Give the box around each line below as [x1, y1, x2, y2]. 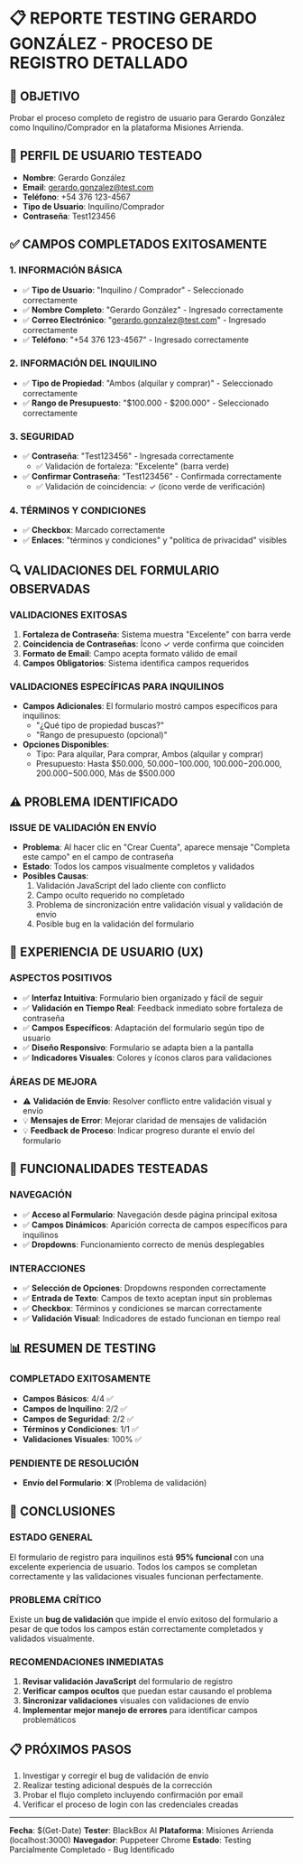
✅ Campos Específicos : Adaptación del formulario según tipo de [22, 1022, 265, 1033]
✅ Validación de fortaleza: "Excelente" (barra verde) [35, 461, 230, 471]
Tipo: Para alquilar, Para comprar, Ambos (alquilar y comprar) [35, 749, 264, 760]
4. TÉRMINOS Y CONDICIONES [9, 504, 147, 517]
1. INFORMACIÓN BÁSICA [9, 264, 124, 276]
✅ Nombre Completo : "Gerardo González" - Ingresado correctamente [22, 304, 284, 315]
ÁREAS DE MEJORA [9, 1075, 97, 1087]
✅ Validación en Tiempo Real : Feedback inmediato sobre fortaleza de [22, 1002, 284, 1013]
